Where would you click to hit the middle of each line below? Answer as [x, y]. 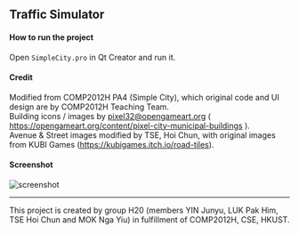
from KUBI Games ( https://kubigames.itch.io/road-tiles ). [112, 144]
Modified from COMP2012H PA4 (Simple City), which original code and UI [145, 97]
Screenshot [31, 165]
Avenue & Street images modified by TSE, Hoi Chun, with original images [142, 135]
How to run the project [52, 37]
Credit [21, 77]
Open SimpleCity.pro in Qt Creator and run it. [93, 57]
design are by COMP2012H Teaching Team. [89, 107]
